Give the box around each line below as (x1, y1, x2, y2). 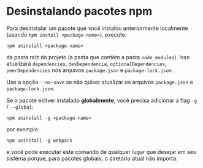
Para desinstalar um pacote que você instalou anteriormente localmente (6, 24, 188, 32)
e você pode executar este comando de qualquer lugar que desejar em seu (6, 148, 197, 155)
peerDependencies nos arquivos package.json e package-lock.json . (6, 66, 174, 74)
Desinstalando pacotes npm (6, 4, 153, 18)
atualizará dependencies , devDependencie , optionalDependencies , (6, 60, 167, 67)
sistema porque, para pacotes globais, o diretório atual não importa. (6, 155, 178, 162)
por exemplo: (6, 125, 40, 133)
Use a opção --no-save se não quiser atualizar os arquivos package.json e (6, 78, 193, 86)
